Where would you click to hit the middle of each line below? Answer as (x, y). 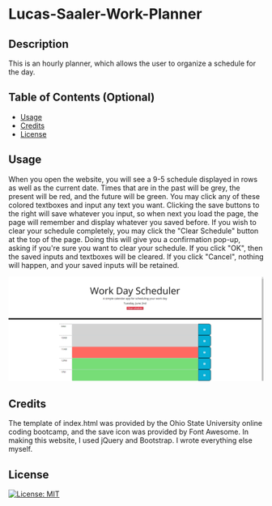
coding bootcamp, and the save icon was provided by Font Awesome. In (129, 432)
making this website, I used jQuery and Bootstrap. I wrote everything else (130, 440)
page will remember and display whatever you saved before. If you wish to (132, 222)
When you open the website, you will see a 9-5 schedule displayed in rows (133, 179)
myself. (21, 449)
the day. (22, 72)
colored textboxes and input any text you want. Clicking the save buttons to (134, 205)
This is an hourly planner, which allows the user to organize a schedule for (132, 63)
